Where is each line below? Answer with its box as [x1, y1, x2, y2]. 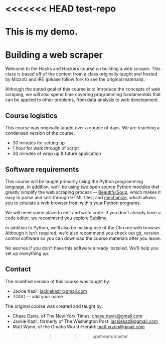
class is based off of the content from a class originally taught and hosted [5, 71, 157, 77]
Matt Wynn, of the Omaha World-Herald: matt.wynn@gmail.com [12, 323, 145, 329]
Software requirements [5, 165, 79, 174]
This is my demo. [5, 26, 78, 38]
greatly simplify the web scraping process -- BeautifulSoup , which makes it [5, 189, 161, 195]
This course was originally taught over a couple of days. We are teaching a [5, 125, 159, 131]
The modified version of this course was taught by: [5, 278, 111, 284]
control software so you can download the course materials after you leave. [5, 235, 161, 241]
